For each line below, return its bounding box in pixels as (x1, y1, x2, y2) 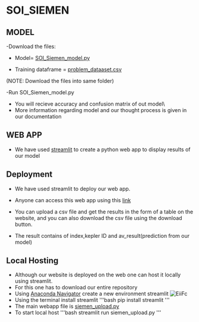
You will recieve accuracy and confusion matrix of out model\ (14, 100, 165, 107)
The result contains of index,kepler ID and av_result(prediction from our (14, 232, 190, 239)
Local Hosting (6, 256, 59, 266)
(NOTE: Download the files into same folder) (6, 78, 114, 84)
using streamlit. (14, 278, 53, 285)
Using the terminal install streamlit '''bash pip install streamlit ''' (14, 297, 170, 304)
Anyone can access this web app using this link (14, 196, 131, 203)
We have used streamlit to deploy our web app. (14, 185, 131, 192)
